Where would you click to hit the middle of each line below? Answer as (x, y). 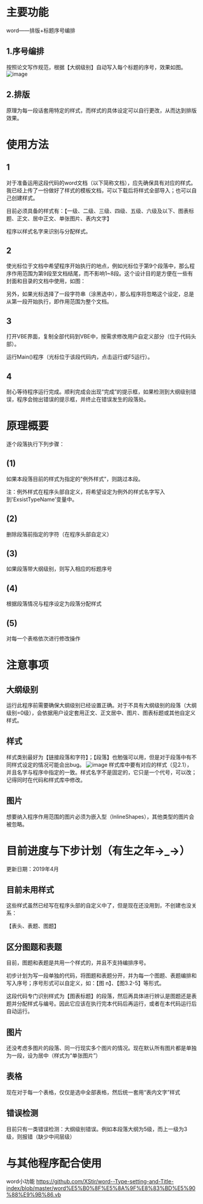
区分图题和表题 (34, 947)
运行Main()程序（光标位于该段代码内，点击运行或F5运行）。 (79, 357)
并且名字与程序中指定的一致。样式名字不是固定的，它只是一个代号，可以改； (101, 772)
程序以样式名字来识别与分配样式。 (49, 231)
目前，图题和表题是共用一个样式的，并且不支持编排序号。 (78, 963)
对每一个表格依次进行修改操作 (43, 638)
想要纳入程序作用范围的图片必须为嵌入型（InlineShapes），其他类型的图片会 (100, 816)
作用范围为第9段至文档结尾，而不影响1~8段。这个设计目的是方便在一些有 (102, 274)
